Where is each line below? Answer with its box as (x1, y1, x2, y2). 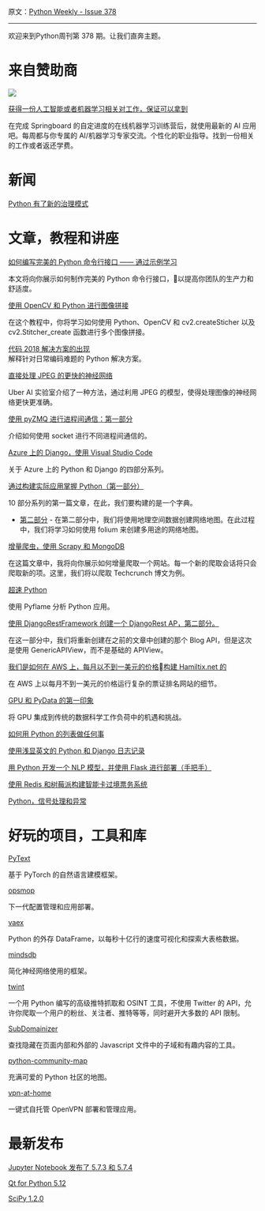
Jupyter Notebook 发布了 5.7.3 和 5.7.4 (8, 1162, 133, 1172)
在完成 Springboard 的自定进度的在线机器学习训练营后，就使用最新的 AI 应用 (8, 121, 256, 130)
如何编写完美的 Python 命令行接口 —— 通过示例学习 (8, 257, 177, 266)
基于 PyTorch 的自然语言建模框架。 (8, 870, 122, 879)
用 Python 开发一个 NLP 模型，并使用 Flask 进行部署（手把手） (8, 762, 212, 772)
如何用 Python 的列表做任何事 (8, 729, 105, 739)
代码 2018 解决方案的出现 (8, 344, 91, 353)
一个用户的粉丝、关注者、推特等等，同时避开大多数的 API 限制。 (35, 1008, 244, 1017)
